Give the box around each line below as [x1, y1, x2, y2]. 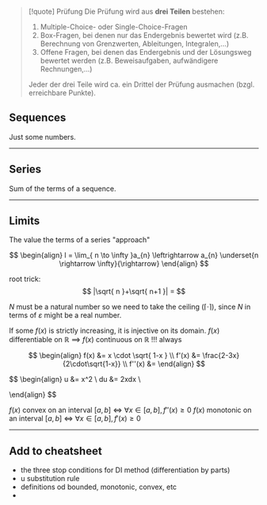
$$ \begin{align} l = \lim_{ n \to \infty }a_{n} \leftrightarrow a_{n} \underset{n [9, 250, 259, 260]
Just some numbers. [9, 132, 76, 141]
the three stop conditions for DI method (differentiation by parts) [20, 465, 231, 475]
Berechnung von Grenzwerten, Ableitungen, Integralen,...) [40, 39, 229, 48]
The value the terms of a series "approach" [9, 235, 151, 245]
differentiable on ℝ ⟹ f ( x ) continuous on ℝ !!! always [9, 335, 182, 345]
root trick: [9, 274, 41, 284]
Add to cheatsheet [9, 444, 102, 457]
